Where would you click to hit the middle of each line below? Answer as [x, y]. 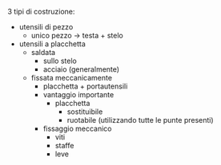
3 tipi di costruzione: [41, 12]
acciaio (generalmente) [81, 69]
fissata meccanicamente [72, 78]
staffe [64, 145]
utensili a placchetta [52, 44]
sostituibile [85, 112]
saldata [43, 52]
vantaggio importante [78, 94]
